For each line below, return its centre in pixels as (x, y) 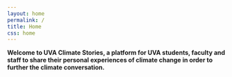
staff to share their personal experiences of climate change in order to (110, 60)
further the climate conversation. (56, 67)
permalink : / (26, 20)
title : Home (24, 26)
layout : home (26, 14)
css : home (21, 33)
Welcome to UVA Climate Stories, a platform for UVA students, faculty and (116, 53)
